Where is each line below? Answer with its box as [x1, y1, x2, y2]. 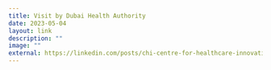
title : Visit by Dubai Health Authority [8, 11, 147, 20]
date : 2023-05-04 [8, 19, 67, 27]
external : [8, 49, 42, 57]
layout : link [8, 27, 52, 35]
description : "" [8, 34, 63, 43]
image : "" [8, 42, 42, 50]
